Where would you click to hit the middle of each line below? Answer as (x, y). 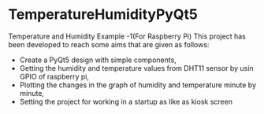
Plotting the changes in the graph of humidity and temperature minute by (138, 85)
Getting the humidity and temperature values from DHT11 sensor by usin (136, 68)
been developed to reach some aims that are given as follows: (109, 44)
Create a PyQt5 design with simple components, (98, 60)
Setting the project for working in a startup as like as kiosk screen (126, 101)
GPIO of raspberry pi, (54, 76)
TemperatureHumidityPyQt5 (103, 15)
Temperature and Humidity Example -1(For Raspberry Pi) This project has (127, 36)
